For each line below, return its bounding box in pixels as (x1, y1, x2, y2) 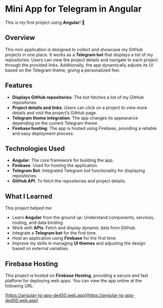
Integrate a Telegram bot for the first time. (12, 230, 97, 236)
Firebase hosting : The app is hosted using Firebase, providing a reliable (12, 125, 157, 131)
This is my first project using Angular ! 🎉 (5, 19, 85, 25)
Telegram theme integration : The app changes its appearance (12, 115, 139, 121)
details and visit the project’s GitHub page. (12, 109, 97, 115)
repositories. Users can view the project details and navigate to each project (5, 57, 158, 63)
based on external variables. (12, 246, 70, 252)
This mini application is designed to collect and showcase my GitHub (5, 46, 143, 52)
